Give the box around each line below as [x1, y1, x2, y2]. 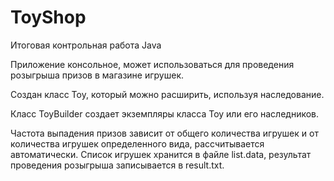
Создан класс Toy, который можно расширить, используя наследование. [10, 88, 325, 100]
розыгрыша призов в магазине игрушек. [10, 69, 184, 81]
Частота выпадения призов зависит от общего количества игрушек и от [10, 127, 319, 139]
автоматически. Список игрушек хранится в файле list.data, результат [10, 148, 312, 160]
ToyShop [10, 6, 87, 29]
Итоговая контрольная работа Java [10, 39, 162, 51]
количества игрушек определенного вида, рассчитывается [10, 137, 265, 150]
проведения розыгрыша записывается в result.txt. [10, 159, 225, 171]
